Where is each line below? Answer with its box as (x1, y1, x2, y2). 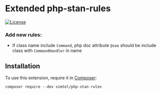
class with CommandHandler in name (12, 47, 82, 54)
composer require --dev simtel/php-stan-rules (5, 84, 102, 90)
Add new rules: (5, 31, 42, 38)
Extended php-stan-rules (5, 3, 111, 14)
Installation (5, 62, 40, 70)
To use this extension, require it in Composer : (5, 75, 97, 81)
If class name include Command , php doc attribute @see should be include (12, 43, 157, 48)
